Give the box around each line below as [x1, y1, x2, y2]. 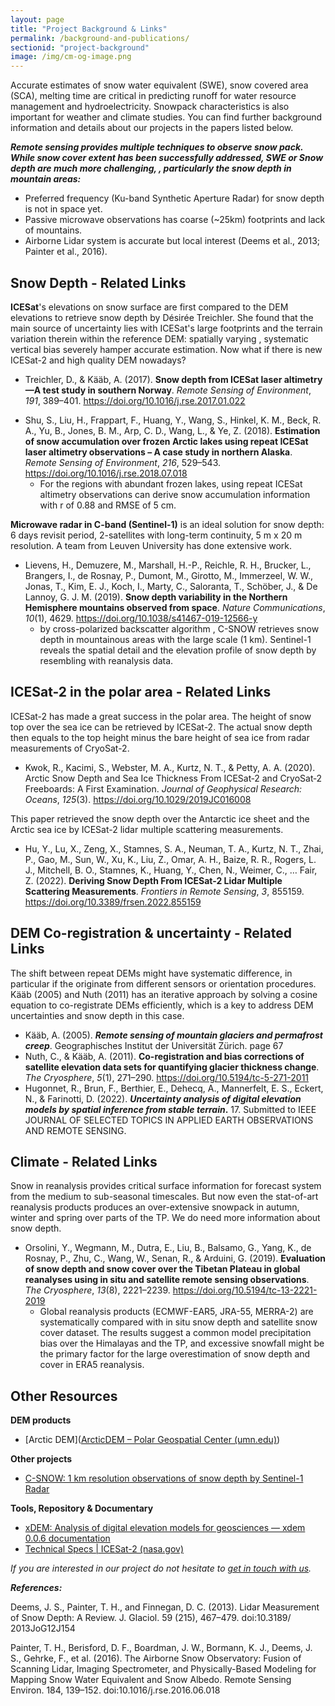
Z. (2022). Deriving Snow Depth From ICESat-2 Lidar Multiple [24, 874, 283, 886]
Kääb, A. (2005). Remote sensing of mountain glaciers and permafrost [24, 1029, 323, 1041]
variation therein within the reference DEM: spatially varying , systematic [10, 332, 309, 345]
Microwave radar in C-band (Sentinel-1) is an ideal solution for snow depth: [10, 518, 325, 530]
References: [10, 1582, 63, 1594]
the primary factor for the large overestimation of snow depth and [39, 1348, 311, 1360]
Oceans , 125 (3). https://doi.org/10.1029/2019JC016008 [24, 793, 252, 805]
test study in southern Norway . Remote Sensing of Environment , [42, 384, 312, 396]
